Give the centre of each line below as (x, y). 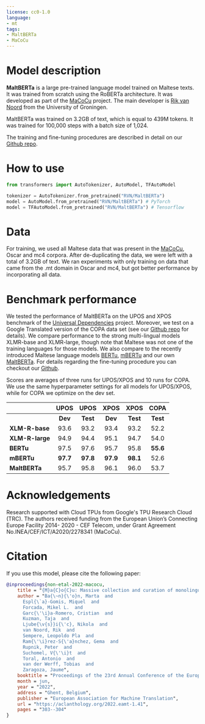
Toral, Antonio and (49, 659)
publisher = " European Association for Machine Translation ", (98, 698)
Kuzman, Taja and (46, 619)
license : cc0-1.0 (28, 12)
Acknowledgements (59, 495)
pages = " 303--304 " (42, 710)
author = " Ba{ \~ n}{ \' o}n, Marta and (65, 596)
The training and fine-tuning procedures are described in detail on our (95, 137)
